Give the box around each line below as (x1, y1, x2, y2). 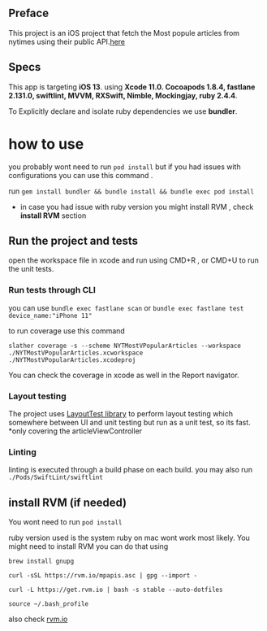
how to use (8, 134, 84, 153)
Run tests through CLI (8, 285, 96, 296)
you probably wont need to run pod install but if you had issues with (8, 162, 241, 172)
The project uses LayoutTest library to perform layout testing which (8, 408, 234, 418)
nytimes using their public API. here (8, 37, 126, 46)
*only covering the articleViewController (8, 426, 143, 436)
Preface (8, 7, 50, 20)
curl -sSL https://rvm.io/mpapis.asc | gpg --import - (8, 572, 198, 580)
